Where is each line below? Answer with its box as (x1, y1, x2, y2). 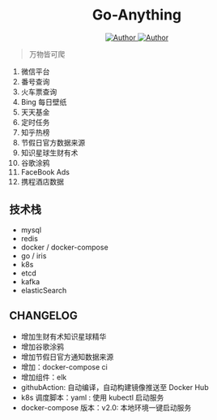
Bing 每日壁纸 (20, 97, 67, 106)
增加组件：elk (20, 372, 67, 382)
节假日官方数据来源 (20, 137, 86, 147)
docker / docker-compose (20, 242, 108, 252)
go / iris (20, 250, 47, 261)
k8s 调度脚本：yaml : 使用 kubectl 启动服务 (20, 392, 164, 402)
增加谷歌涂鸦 (20, 341, 64, 351)
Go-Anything (92, 6, 181, 24)
